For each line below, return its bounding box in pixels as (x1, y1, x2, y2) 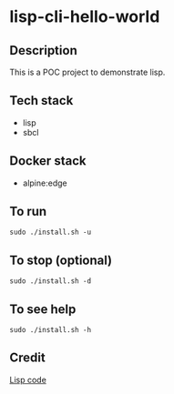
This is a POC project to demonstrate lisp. (9, 66, 166, 77)
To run (9, 204, 47, 219)
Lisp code (9, 374, 47, 385)
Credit (9, 350, 46, 366)
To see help (9, 301, 77, 317)
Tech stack (9, 93, 74, 108)
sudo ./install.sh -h (9, 326, 92, 335)
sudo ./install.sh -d (9, 277, 92, 286)
